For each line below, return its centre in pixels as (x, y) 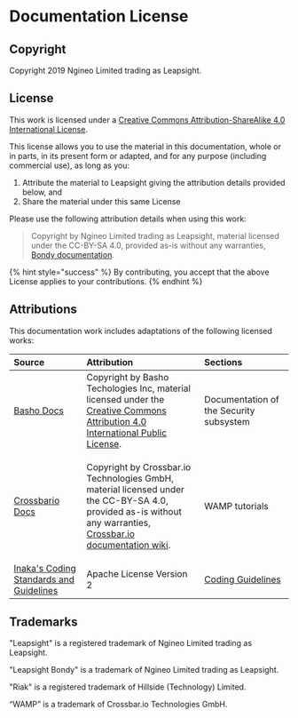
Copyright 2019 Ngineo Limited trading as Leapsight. (106, 70)
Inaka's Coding (45, 568)
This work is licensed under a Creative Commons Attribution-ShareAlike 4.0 (147, 120)
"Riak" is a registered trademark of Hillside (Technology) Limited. (128, 687)
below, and (42, 192)
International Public (126, 433)
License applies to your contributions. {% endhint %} (106, 281)
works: (22, 340)
